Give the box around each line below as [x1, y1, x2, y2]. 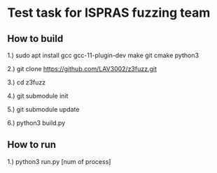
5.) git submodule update [7, 105, 80, 113]
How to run [7, 139, 57, 151]
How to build [7, 33, 64, 45]
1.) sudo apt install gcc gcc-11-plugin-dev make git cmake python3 [7, 51, 199, 59]
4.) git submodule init [7, 92, 69, 100]
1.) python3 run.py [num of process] [7, 157, 111, 165]
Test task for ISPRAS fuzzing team [7, 5, 211, 21]
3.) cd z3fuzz [7, 78, 46, 86]
